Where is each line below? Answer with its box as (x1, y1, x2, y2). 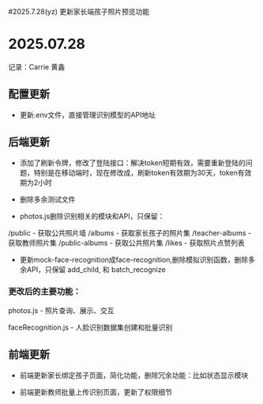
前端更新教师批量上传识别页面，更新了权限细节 (19, 387, 172, 397)
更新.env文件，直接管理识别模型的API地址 (19, 110, 156, 119)
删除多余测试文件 (19, 194, 76, 204)
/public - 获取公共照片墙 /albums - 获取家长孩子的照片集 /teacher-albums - (8, 228, 251, 237)
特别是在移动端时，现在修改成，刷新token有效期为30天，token (33, 168, 239, 177)
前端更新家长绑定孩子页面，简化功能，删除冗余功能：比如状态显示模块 (19, 370, 249, 379)
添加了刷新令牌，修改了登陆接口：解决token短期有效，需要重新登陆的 (19, 157, 246, 168)
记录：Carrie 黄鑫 (8, 62, 66, 71)
